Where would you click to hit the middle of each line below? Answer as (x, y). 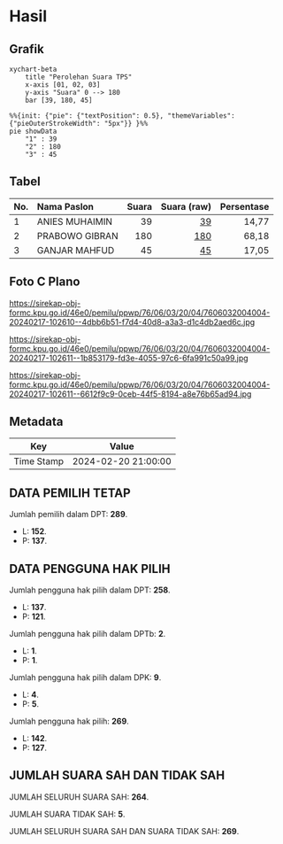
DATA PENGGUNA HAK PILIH (90, 569)
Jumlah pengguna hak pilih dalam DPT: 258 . (90, 590)
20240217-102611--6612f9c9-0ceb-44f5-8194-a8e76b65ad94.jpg (130, 394)
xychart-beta (33, 69)
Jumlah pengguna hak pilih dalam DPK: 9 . (85, 678)
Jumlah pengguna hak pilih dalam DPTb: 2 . (88, 634)
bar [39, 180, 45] (59, 100)
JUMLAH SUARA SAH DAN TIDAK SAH (117, 775)
